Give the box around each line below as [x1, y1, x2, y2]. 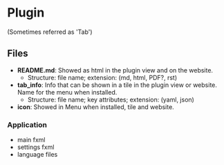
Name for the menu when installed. [17, 88, 118, 96]
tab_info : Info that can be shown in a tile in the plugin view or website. [17, 81, 218, 89]
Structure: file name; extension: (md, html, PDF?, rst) [27, 73, 178, 81]
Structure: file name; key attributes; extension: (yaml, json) [27, 95, 195, 104]
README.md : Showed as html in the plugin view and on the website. [17, 66, 213, 74]
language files [17, 151, 58, 159]
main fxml [17, 136, 46, 144]
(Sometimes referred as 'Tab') [7, 28, 93, 36]
